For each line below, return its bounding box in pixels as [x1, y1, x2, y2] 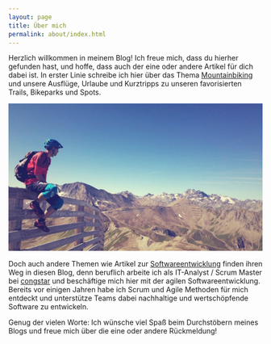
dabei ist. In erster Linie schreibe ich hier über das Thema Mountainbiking [8, 70, 253, 80]
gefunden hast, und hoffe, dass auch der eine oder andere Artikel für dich [8, 61, 254, 72]
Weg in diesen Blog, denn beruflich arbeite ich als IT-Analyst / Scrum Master [8, 267, 262, 278]
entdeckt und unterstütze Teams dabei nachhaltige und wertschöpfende [8, 293, 248, 303]
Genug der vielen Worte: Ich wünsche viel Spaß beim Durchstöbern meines [8, 317, 259, 327]
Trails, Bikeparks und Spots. [8, 87, 102, 97]
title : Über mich [8, 21, 67, 30]
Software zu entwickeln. [8, 302, 89, 312]
